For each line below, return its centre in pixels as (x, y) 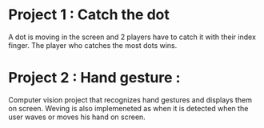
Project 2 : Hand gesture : (94, 78)
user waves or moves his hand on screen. (77, 117)
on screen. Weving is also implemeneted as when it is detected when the (128, 108)
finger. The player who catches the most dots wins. (93, 45)
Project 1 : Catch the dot (89, 15)
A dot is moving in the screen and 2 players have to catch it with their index (132, 37)
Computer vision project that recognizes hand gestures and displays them (130, 100)
